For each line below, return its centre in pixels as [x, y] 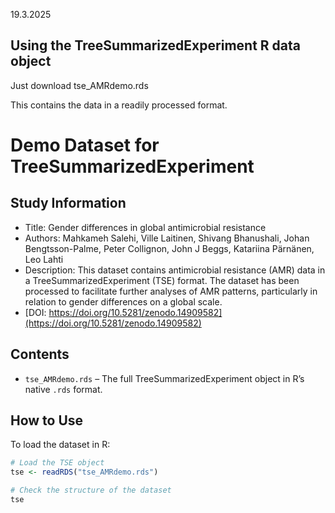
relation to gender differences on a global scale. [123, 301]
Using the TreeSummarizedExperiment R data [155, 45]
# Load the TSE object [57, 463]
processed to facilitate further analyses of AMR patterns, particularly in [171, 291]
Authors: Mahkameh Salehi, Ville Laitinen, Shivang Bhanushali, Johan [167, 238]
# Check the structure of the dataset [91, 490]
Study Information [68, 203]
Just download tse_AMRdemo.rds [79, 85]
